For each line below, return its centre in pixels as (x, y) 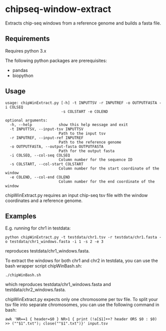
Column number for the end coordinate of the (107, 181)
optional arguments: (27, 120)
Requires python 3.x (26, 50)
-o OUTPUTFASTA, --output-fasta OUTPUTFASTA (57, 146)
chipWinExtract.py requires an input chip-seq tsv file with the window (77, 195)
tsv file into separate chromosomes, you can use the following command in (82, 305)
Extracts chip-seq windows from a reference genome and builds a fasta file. (83, 23)
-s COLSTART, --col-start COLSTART (47, 164)
